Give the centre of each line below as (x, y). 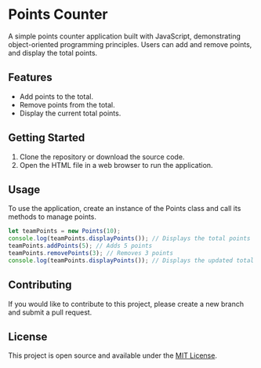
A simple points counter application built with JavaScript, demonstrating (125, 36)
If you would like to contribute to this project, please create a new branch (126, 304)
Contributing (40, 285)
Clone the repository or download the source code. (102, 157)
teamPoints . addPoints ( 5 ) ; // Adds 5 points (80, 246)
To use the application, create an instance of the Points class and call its (125, 209)
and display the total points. (53, 53)
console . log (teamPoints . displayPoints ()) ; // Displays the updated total (131, 261)
